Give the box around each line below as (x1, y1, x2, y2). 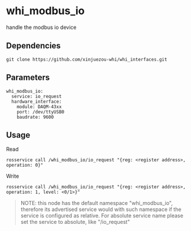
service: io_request (11, 93, 62, 99)
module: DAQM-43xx (17, 103, 62, 110)
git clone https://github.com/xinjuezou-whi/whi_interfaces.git (6, 56, 167, 63)
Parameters (6, 73, 50, 83)
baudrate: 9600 (17, 114, 54, 120)
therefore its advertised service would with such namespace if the (20, 206, 182, 213)
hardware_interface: (11, 99, 62, 105)
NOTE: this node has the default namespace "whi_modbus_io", (20, 200, 173, 207)
